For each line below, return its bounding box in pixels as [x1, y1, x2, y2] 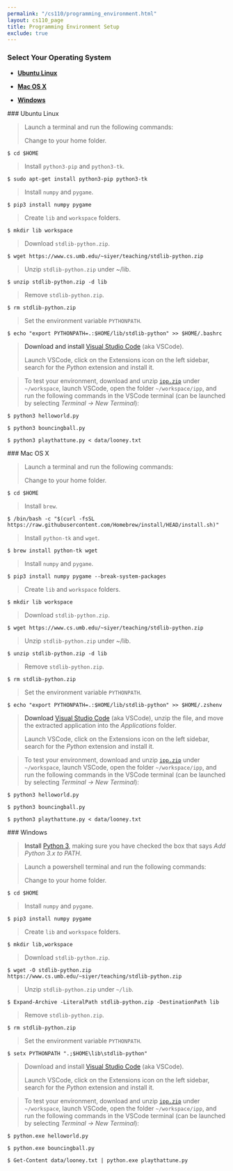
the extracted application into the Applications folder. [24, 721, 177, 729]
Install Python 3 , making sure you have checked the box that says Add [24, 842, 226, 850]
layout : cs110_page [7, 17, 64, 24]
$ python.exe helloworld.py [7, 1132, 89, 1140]
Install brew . [24, 502, 58, 510]
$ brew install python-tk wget [7, 547, 98, 554]
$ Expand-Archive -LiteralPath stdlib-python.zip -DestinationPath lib [7, 999, 219, 1006]
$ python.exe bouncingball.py [7, 1144, 95, 1151]
